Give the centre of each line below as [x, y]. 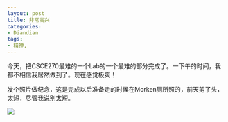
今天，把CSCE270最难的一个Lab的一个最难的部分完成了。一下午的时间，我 [114, 66]
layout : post [26, 13]
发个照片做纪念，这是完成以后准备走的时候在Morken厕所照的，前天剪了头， [115, 89]
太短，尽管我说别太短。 [41, 98]
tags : [15, 39]
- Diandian [23, 33]
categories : [24, 26]
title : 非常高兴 [28, 20]
